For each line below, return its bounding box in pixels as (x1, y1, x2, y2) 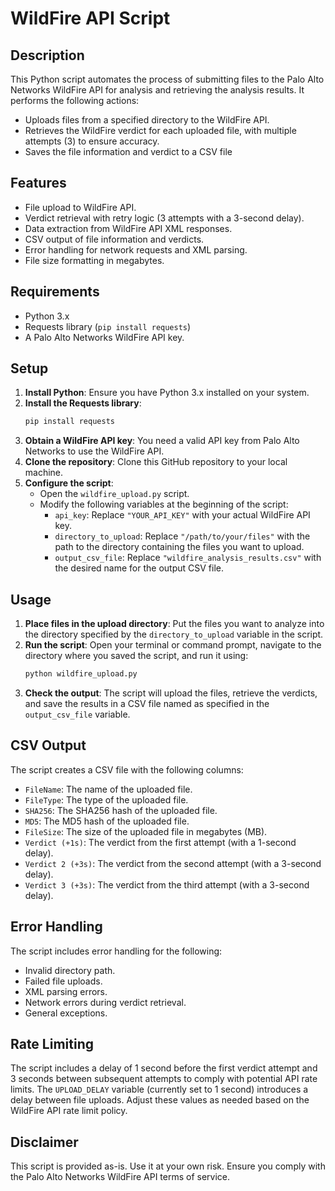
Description (10, 47, 85, 64)
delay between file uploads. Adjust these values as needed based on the (10, 1094, 310, 1106)
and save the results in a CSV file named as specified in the (24, 698, 270, 709)
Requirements (10, 283, 100, 301)
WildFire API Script (10, 7, 171, 30)
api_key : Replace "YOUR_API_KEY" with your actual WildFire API (54, 509, 311, 521)
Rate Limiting (10, 1036, 94, 1053)
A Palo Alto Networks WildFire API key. (24, 331, 185, 343)
